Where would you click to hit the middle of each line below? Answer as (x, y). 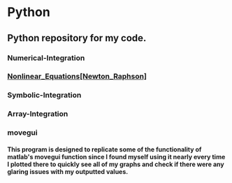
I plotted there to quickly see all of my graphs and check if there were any (116, 164)
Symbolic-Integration (44, 95)
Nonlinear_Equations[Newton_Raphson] (77, 76)
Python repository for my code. (77, 38)
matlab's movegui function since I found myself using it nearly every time (116, 156)
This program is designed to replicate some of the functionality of (104, 149)
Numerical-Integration (46, 58)
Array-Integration (38, 114)
